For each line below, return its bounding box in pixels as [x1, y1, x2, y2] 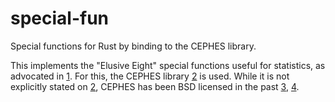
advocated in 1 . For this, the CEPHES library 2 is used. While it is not [10, 70, 290, 82]
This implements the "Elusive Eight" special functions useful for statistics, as [10, 59, 326, 71]
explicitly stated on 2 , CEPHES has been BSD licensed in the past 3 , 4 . [10, 80, 300, 92]
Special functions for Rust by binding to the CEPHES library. [10, 40, 257, 52]
